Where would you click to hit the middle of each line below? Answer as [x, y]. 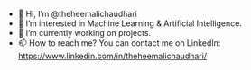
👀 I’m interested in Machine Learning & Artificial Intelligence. [130, 23]
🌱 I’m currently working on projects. [84, 33]
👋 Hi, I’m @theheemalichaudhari [77, 14]
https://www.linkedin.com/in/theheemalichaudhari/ [112, 56]
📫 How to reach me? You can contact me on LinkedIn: [119, 43]
